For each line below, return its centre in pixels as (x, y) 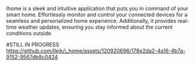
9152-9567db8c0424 (32, 57)
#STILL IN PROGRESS (33, 44)
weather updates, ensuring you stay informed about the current (95, 27)
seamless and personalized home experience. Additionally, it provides (91, 21)
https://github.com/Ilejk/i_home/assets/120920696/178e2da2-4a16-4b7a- (96, 51)
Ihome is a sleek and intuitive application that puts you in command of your (97, 8)
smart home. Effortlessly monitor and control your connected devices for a (97, 15)
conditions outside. (30, 33)
